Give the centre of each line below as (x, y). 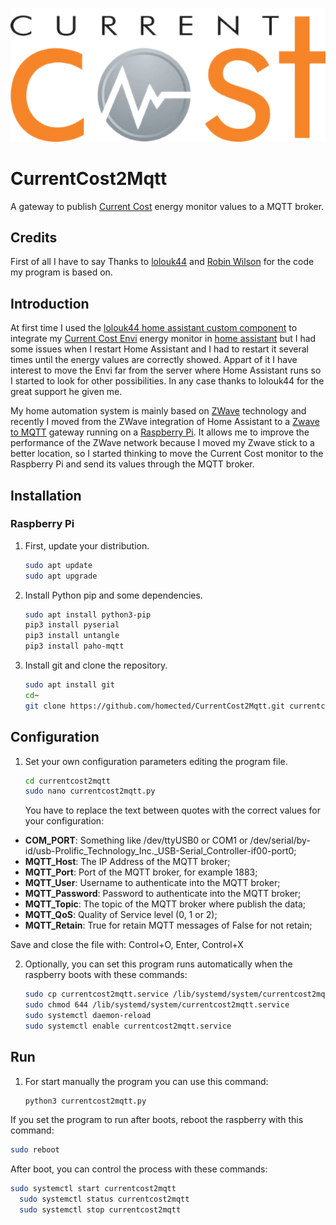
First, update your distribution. (87, 545)
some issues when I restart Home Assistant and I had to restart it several (160, 349)
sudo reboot (35, 1150)
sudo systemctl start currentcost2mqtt (93, 1189)
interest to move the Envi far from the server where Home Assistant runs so (166, 370)
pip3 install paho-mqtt (74, 646)
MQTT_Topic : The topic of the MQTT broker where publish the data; (165, 904)
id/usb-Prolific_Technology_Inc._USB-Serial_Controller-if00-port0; (160, 851)
